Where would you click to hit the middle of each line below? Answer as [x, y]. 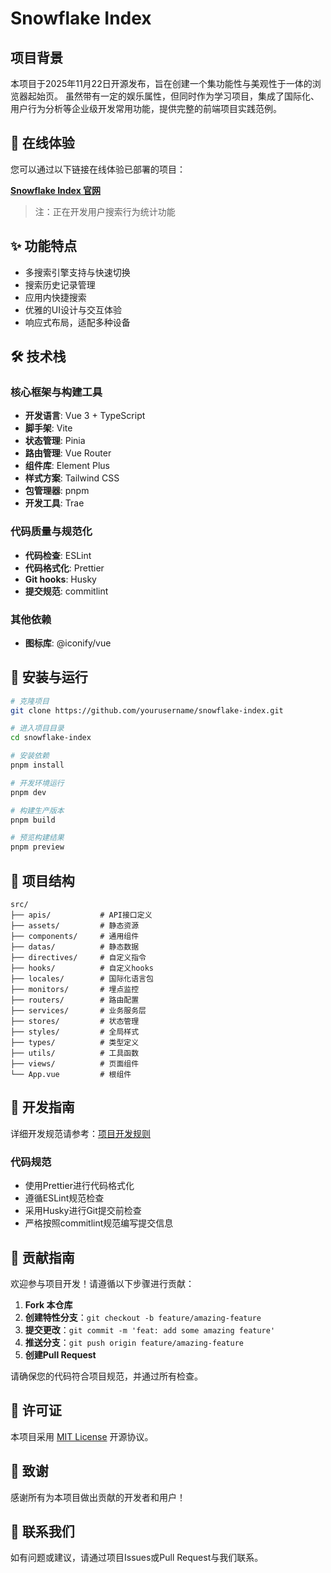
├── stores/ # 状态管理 [75, 1022]
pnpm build [33, 820]
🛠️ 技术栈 [38, 357]
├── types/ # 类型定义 [75, 1043]
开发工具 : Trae [54, 503]
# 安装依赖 [30, 756]
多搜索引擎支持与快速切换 [77, 272]
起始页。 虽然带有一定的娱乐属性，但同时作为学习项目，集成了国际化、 [173, 96]
